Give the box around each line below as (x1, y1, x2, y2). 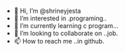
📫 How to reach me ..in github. (13, 37, 105, 45)
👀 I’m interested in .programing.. (13, 14, 107, 22)
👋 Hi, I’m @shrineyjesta (13, 7, 81, 15)
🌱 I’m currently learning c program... (13, 22, 119, 30)
